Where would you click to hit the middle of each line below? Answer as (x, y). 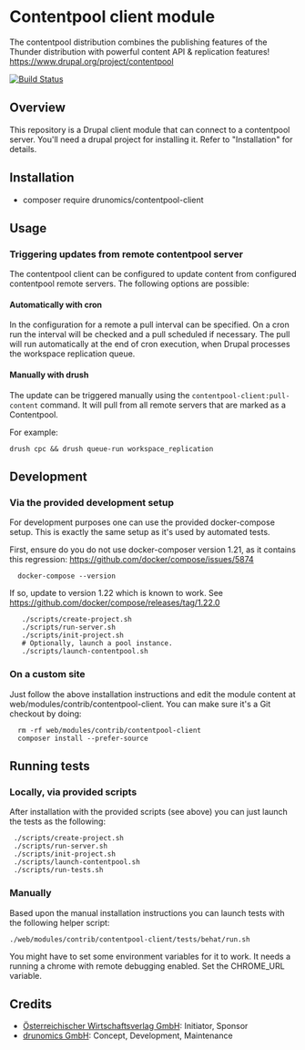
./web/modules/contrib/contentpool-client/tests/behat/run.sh (130, 939)
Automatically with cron (56, 304)
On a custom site (47, 674)
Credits (31, 1004)
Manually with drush (49, 375)
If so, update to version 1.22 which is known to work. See (117, 593)
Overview (38, 108)
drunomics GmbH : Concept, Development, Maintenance (128, 1035)
